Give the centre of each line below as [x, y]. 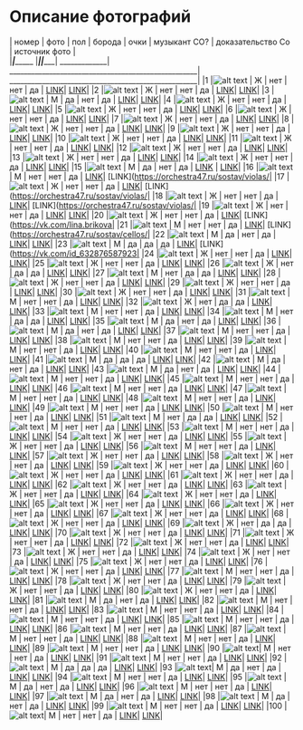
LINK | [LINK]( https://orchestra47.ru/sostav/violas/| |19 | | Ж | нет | [149, 205]
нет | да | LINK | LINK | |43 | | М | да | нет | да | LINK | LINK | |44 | [145, 369]
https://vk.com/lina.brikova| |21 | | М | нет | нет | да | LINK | [139, 225]
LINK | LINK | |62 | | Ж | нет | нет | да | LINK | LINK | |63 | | [148, 484]
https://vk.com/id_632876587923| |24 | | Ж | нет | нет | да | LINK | [152, 253]
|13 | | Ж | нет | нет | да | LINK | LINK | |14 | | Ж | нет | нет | [151, 157]
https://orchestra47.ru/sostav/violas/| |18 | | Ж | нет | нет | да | [145, 196]
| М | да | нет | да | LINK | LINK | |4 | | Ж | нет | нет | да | [166, 99]
